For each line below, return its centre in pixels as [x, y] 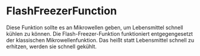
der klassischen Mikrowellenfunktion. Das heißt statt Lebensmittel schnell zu [100, 40]
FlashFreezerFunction [62, 11]
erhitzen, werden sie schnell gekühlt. [52, 46]
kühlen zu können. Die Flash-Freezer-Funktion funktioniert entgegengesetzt [99, 33]
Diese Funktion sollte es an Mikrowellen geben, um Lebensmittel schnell [95, 27]
